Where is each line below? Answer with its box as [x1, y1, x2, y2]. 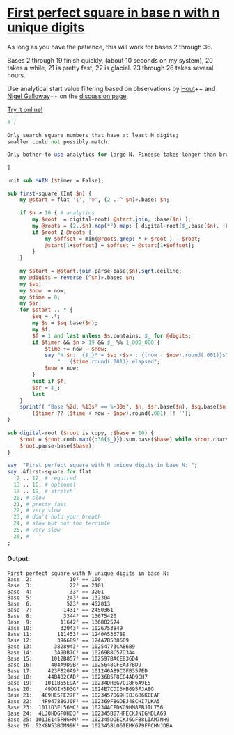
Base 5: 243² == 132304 [7, 594, 111, 601]
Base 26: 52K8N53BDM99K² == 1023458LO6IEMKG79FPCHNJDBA [7, 722, 173, 729]
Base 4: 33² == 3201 [7, 588, 104, 595]
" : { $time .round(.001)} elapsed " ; [56, 358, 160, 365]
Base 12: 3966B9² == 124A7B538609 [7, 637, 130, 644]
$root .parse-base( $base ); [19, 442, 95, 450]
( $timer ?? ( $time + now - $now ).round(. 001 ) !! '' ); [32, 410, 192, 417]
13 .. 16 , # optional [13, 481, 77, 488]
